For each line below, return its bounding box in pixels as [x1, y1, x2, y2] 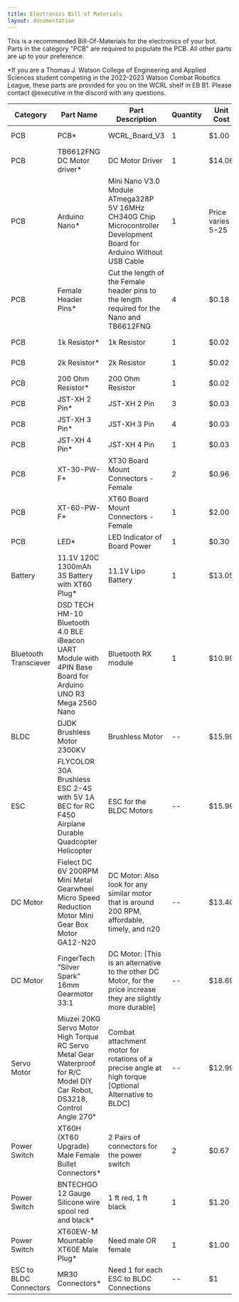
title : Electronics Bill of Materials [7, 10, 122, 18]
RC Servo [57, 1041, 89, 1051]
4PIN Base [57, 662, 92, 672]
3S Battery [57, 571, 93, 580]
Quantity [171, 110, 203, 120]
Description [116, 114, 157, 124]
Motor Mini [57, 910, 94, 920]
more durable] [107, 1002, 156, 1012]
